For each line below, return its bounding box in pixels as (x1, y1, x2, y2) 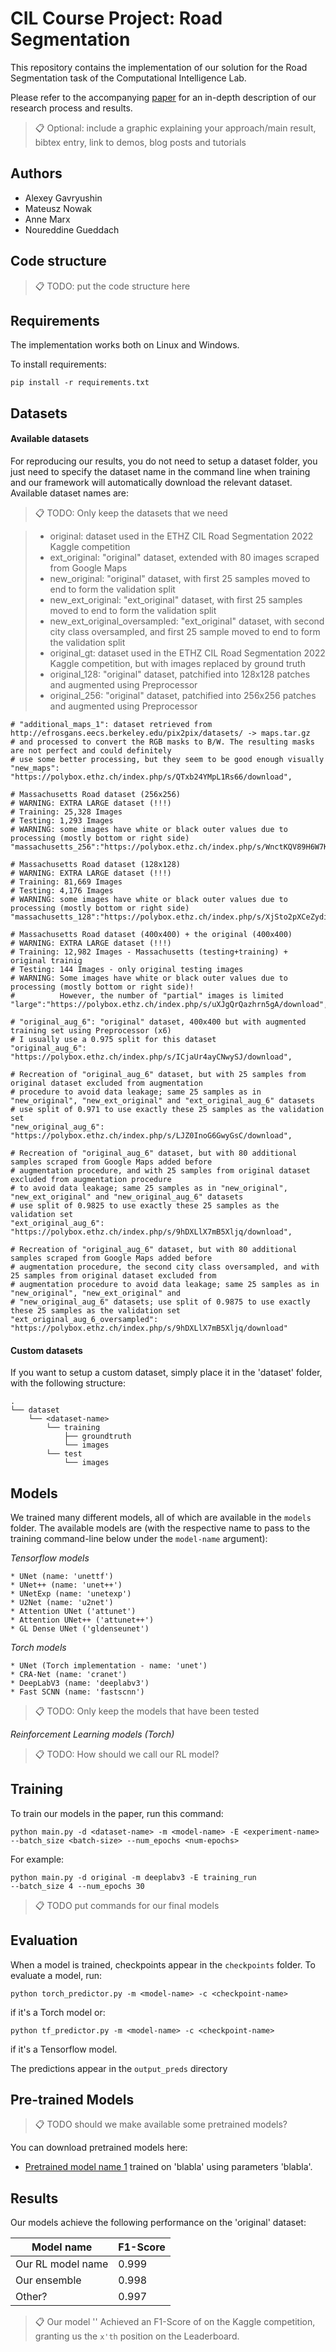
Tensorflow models (10, 1552, 90, 1564)
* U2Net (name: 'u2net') (10, 1597, 114, 1607)
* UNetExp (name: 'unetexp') (10, 1588, 132, 1599)
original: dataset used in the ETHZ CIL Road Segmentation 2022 (49, 530, 314, 542)
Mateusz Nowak (24, 202, 92, 214)
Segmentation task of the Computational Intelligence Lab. (10, 72, 247, 84)
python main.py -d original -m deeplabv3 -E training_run (10, 1872, 257, 1882)
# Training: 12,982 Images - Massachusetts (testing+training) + (10, 947, 288, 957)
